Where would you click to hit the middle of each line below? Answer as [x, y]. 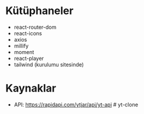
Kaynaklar [31, 88]
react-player [29, 58]
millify [21, 46]
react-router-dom [35, 27]
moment [24, 52]
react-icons [28, 33]
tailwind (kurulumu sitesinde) [49, 64]
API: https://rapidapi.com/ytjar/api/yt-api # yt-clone [76, 105]
